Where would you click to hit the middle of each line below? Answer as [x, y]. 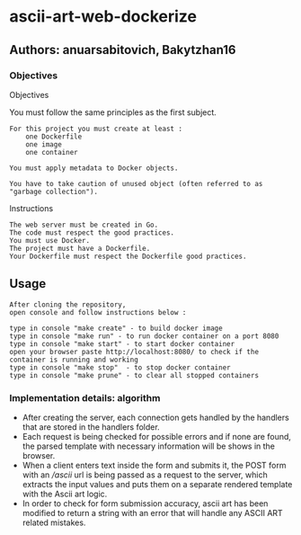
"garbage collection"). [54, 192]
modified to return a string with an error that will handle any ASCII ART [152, 513]
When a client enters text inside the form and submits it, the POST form [154, 465]
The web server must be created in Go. [84, 225]
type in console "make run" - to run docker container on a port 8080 [144, 336]
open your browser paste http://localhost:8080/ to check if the [134, 352]
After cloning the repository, [68, 304]
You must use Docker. [50, 240]
